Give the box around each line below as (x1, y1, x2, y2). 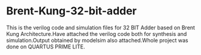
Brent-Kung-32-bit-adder (6, 4, 137, 18)
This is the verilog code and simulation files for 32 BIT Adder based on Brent (6, 24, 195, 31)
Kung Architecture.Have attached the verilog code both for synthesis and (6, 30, 187, 37)
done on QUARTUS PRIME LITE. (6, 43, 85, 50)
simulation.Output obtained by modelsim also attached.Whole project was (6, 36, 188, 44)
